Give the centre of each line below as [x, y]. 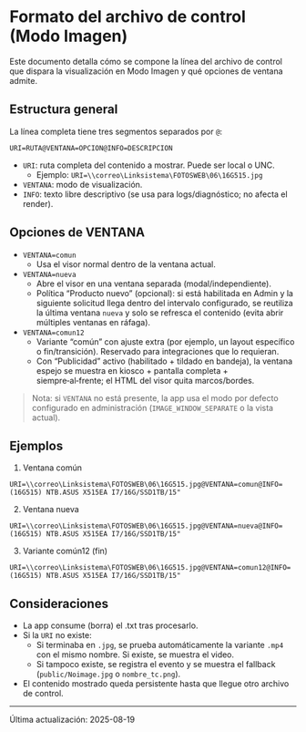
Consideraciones [59, 603]
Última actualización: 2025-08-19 [72, 720]
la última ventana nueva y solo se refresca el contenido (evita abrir [160, 313]
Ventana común [52, 468]
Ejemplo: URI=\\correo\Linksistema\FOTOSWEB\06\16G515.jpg [149, 174]
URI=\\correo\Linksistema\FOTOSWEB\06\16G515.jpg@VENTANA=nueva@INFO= [146, 526]
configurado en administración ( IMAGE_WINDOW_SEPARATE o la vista [153, 407]
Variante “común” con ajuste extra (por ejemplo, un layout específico [165, 341]
